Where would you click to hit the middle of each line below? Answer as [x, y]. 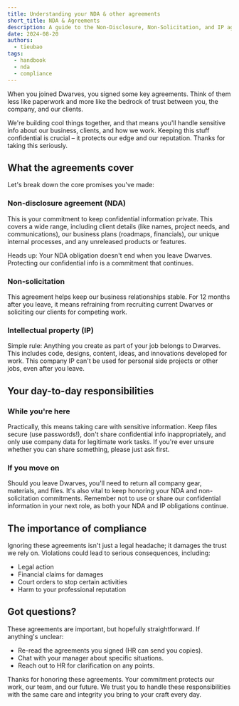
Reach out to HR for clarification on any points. [86, 665]
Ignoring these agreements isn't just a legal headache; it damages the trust [117, 546]
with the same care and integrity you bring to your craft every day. [104, 694]
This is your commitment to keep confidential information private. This [110, 218]
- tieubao [28, 47]
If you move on [33, 468]
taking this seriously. [38, 145]
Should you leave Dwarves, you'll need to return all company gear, [105, 483]
